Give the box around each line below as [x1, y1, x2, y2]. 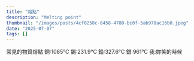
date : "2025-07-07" [6, 25, 55, 32]
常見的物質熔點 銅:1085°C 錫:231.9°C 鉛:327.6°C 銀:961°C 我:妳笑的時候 [6, 48, 183, 56]
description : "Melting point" [6, 14, 82, 20]
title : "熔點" [6, 8, 40, 15]
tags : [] [6, 31, 28, 37]
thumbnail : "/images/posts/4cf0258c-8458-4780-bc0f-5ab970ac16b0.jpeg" [6, 20, 189, 26]
